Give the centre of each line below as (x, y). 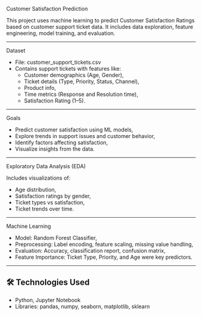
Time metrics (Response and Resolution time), (81, 94)
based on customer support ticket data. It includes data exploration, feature (100, 27)
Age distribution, (35, 190)
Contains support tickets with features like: (68, 68)
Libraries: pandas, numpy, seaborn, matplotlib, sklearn (82, 306)
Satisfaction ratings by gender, (53, 196)
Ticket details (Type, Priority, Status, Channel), (81, 81)
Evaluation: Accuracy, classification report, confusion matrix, (90, 251)
